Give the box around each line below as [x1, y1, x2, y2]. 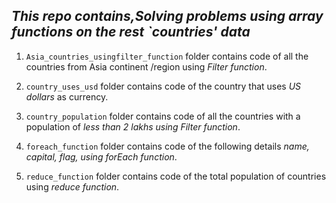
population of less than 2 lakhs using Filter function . [25, 120, 241, 133]
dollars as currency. [25, 90, 109, 103]
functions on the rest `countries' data [11, 24, 251, 41]
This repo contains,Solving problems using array [11, 8, 324, 25]
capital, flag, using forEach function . [25, 150, 178, 163]
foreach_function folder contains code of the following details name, [25, 140, 310, 152]
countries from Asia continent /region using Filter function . [25, 60, 268, 73]
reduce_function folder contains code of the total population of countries [25, 170, 327, 182]
